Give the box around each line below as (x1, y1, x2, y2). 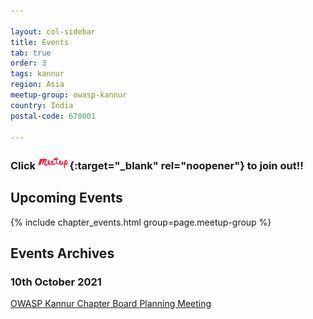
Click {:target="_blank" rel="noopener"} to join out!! (10, 158, 304, 172)
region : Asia (10, 80, 65, 90)
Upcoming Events (10, 190, 123, 207)
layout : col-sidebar (10, 26, 97, 37)
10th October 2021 (10, 275, 102, 289)
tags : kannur (10, 69, 65, 79)
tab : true (10, 48, 52, 58)
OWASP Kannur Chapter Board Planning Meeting (10, 298, 212, 310)
